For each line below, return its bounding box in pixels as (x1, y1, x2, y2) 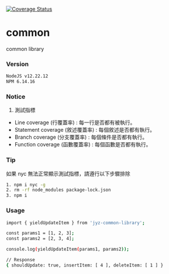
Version (6, 60, 29, 68)
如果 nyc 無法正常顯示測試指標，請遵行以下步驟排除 (6, 170, 130, 177)
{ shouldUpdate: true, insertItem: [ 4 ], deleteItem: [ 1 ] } (6, 262, 164, 268)
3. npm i (6, 193, 27, 198)
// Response (6, 257, 35, 263)
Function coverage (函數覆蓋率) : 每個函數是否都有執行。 (14, 141, 151, 148)
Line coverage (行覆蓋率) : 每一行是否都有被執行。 (14, 119, 136, 126)
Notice (6, 93, 26, 101)
